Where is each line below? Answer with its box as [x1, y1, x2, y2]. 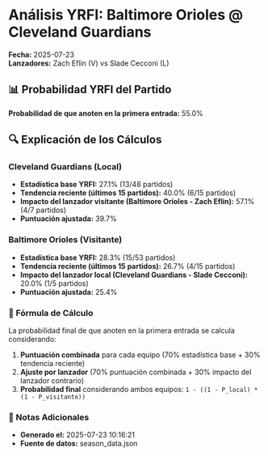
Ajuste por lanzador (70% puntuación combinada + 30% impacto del [19, 367, 252, 377]
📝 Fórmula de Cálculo [8, 307, 94, 318]
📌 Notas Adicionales [8, 411, 90, 423]
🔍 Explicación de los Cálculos [8, 133, 162, 147]
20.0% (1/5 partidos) [19, 278, 89, 288]
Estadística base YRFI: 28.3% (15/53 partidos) [19, 253, 176, 262]
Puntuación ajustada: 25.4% [19, 287, 118, 296]
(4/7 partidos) [19, 205, 67, 215]
